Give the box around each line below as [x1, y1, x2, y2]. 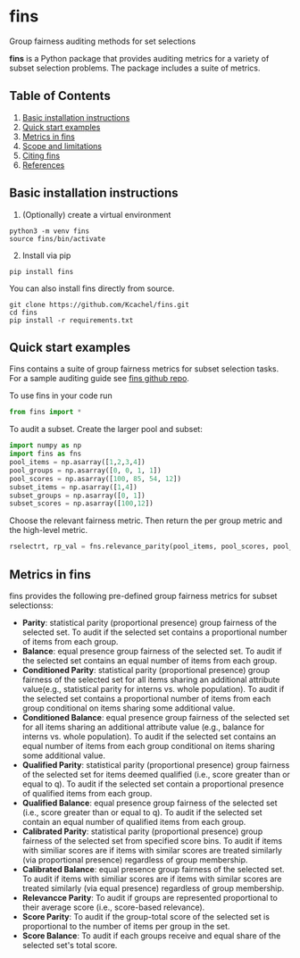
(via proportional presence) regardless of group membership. [21, 854, 248, 865]
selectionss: [9, 600, 54, 611]
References [21, 159, 65, 171]
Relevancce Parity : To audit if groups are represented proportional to [21, 892, 279, 903]
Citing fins [21, 150, 61, 161]
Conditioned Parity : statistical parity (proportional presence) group [21, 664, 271, 675]
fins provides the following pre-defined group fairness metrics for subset [9, 590, 278, 601]
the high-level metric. [9, 525, 88, 536]
